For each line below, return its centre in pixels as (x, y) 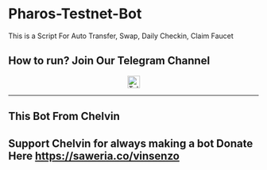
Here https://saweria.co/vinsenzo (94, 156)
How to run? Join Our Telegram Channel (109, 61)
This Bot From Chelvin (64, 116)
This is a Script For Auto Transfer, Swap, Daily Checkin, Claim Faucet (121, 36)
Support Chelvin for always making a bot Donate (131, 143)
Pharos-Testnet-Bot (75, 14)
